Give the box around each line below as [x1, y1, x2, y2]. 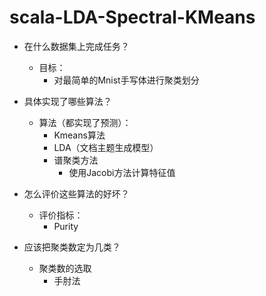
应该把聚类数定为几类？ [23, 241, 121, 253]
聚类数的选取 [38, 262, 92, 274]
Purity [53, 220, 79, 232]
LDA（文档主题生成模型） [53, 141, 159, 153]
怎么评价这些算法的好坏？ [23, 187, 130, 200]
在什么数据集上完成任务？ [23, 40, 130, 52]
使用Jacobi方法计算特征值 [68, 166, 176, 178]
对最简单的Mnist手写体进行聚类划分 [53, 74, 200, 86]
